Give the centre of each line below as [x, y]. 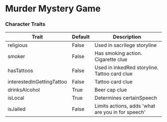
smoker [16, 57]
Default [81, 37]
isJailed [17, 109]
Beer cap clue [111, 90]
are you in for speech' [120, 112]
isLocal [16, 98]
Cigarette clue [111, 60]
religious [18, 45]
